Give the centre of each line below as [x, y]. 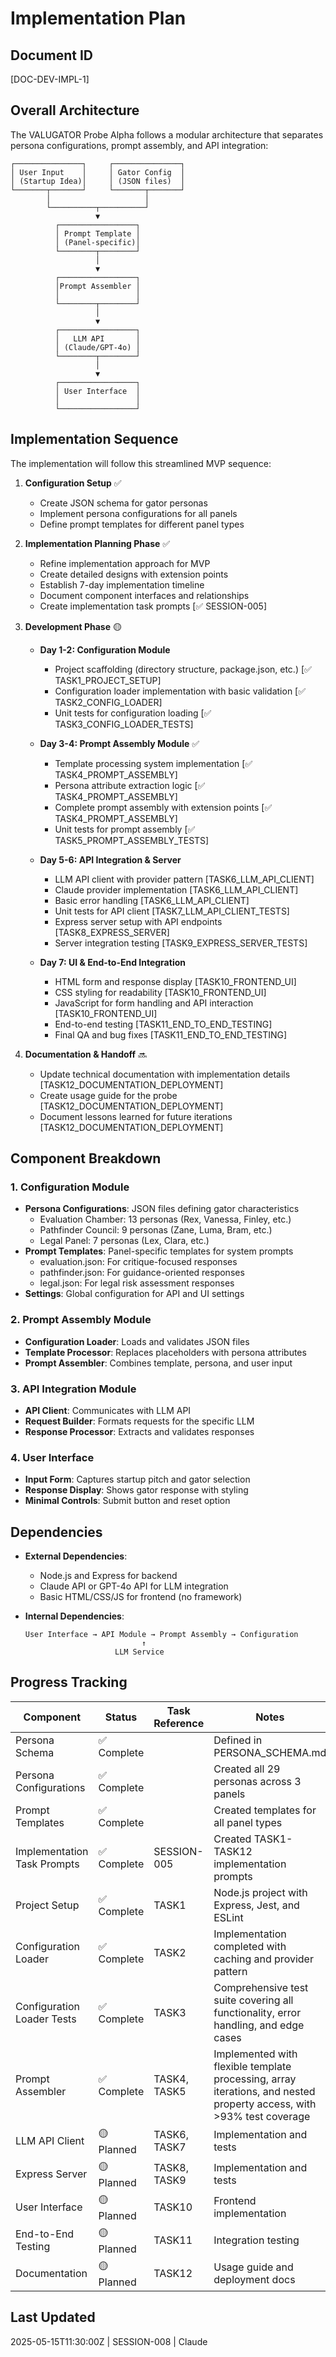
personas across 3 [257, 1781]
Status [121, 1717]
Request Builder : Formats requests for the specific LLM [139, 1421]
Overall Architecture [75, 110]
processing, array [255, 2079]
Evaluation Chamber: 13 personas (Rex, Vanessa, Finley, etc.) [165, 1219]
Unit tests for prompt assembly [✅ [125, 829]
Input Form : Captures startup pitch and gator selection [137, 1479]
